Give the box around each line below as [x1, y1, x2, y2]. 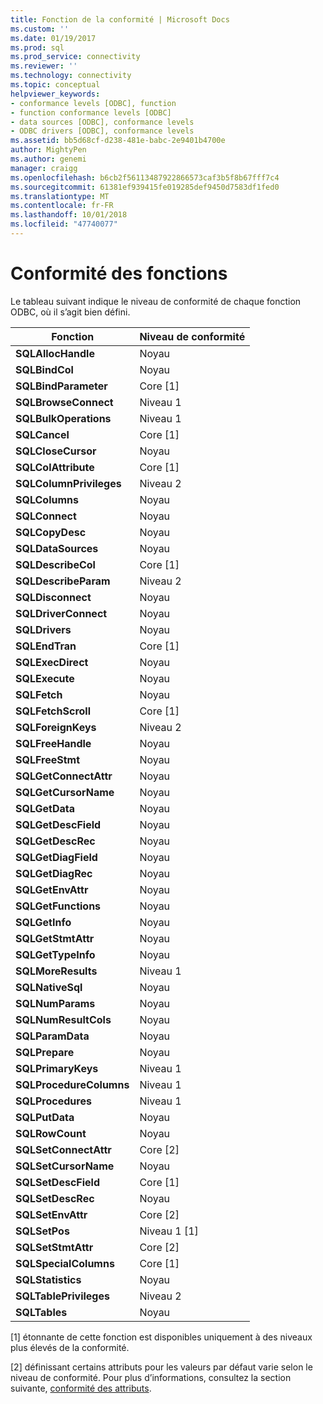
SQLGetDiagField [15, 850, 98, 864]
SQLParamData [15, 1029, 90, 1043]
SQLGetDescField [15, 817, 102, 831]
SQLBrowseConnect [15, 395, 114, 409]
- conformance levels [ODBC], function [10, 98, 177, 108]
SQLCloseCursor [15, 444, 97, 458]
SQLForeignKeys [15, 720, 97, 734]
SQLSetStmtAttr [15, 1240, 94, 1254]
